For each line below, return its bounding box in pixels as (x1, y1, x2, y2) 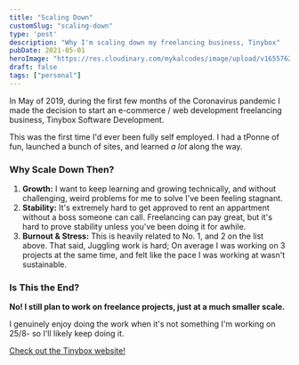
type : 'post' (9, 29, 58, 38)
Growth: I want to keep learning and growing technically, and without (21, 183, 276, 194)
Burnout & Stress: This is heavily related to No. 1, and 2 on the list (21, 231, 264, 241)
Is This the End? (9, 281, 80, 294)
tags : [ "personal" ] (9, 71, 82, 80)
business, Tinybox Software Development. (9, 114, 165, 125)
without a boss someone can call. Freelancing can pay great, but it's (21, 212, 273, 223)
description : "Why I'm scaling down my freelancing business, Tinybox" (9, 37, 280, 47)
